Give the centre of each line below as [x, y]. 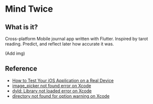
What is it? [21, 27]
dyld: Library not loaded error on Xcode [52, 91]
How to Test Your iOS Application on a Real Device [63, 80]
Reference [21, 69]
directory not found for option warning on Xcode [61, 96]
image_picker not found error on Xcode [52, 85]
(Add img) [15, 53]
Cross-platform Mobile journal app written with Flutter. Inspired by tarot [76, 39]
